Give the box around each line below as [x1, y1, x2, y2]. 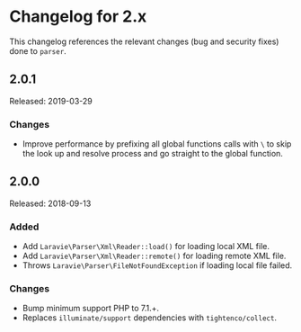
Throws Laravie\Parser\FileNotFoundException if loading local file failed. [22, 260, 293, 271]
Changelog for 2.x [9, 6, 147, 27]
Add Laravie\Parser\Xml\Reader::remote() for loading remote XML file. [22, 250, 287, 262]
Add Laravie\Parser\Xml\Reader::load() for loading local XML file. [22, 241, 270, 252]
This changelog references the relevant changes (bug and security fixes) [9, 36, 279, 47]
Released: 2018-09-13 [9, 198, 92, 209]
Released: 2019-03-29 [9, 95, 93, 106]
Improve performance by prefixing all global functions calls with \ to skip [22, 139, 292, 149]
